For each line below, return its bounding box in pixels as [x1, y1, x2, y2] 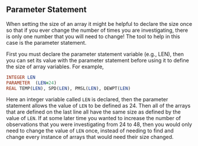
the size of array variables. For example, [6, 63, 104, 70]
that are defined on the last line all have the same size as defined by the [6, 108, 181, 115]
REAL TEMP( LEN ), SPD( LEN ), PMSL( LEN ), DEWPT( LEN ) [6, 85, 131, 91]
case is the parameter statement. [6, 39, 87, 46]
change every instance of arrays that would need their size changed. [6, 134, 174, 141]
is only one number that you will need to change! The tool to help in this [6, 32, 180, 40]
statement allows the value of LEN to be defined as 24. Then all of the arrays [6, 102, 191, 109]
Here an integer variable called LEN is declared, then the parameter [6, 96, 168, 103]
